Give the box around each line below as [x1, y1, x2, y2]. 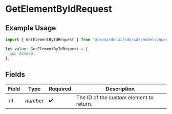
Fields [5, 70, 26, 79]
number [25, 97, 44, 104]
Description [105, 85, 135, 92]
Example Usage [5, 24, 56, 32]
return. [76, 101, 93, 108]
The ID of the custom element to [76, 94, 154, 101]
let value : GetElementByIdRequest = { [5, 46, 88, 51]
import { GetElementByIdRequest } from [5, 37, 91, 42]
